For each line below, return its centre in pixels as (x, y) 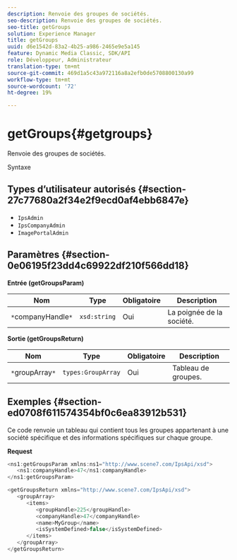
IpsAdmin (30, 218)
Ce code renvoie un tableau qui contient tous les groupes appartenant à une (118, 430)
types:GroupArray (92, 372)
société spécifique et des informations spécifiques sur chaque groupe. (110, 437)
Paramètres (34, 255)
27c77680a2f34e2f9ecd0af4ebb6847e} (98, 200)
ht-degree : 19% (30, 93)
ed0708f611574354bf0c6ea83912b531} (97, 413)
